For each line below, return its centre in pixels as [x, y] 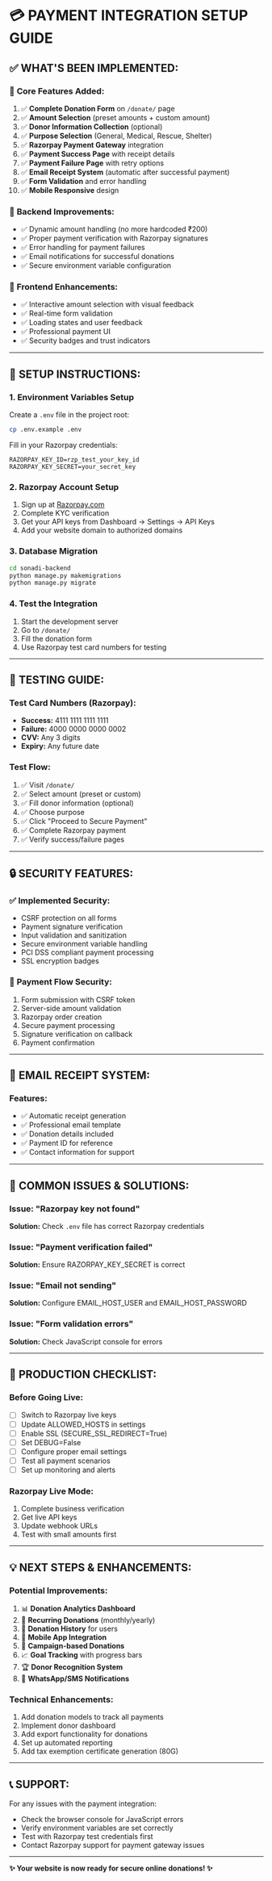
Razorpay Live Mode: [52, 1491]
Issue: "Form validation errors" [71, 1324]
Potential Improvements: [59, 1590]
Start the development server [70, 621]
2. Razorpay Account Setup [64, 487]
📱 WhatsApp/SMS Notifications [75, 1678]
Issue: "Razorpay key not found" [75, 1209]
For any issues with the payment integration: [83, 1804]
